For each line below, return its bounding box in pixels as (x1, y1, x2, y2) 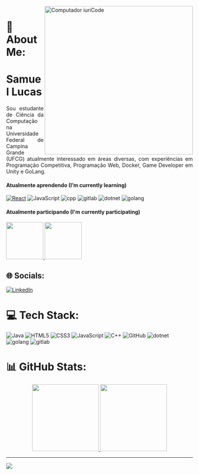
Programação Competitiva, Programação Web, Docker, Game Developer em (6, 161, 193, 169)
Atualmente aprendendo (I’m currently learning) (6, 181, 127, 189)
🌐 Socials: (6, 270, 45, 281)
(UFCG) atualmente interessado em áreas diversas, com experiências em (6, 156, 193, 163)
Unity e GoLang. (6, 168, 46, 175)
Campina (6, 142, 28, 150)
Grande (6, 149, 25, 156)
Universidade (6, 130, 39, 137)
